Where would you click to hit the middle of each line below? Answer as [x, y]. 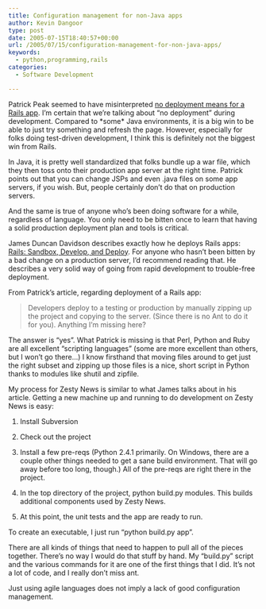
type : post [26, 30]
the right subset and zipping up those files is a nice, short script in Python [129, 365]
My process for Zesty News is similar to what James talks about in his [122, 389]
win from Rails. [33, 146]
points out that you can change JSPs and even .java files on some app [123, 179]
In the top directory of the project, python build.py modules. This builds [136, 492]
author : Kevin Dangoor [46, 23]
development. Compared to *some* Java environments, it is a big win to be [131, 121]
